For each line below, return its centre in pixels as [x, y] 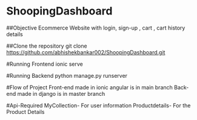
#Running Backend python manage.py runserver [67, 75]
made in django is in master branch [61, 93]
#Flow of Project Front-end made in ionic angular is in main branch [89, 87]
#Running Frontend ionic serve [45, 64]
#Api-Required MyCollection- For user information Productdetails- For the [98, 105]
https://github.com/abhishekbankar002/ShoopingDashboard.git [86, 52]
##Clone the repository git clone [47, 46]
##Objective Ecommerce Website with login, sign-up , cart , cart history [96, 28]
